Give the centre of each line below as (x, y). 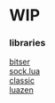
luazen (21, 90)
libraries (27, 43)
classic (22, 81)
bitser (20, 62)
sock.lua (25, 71)
